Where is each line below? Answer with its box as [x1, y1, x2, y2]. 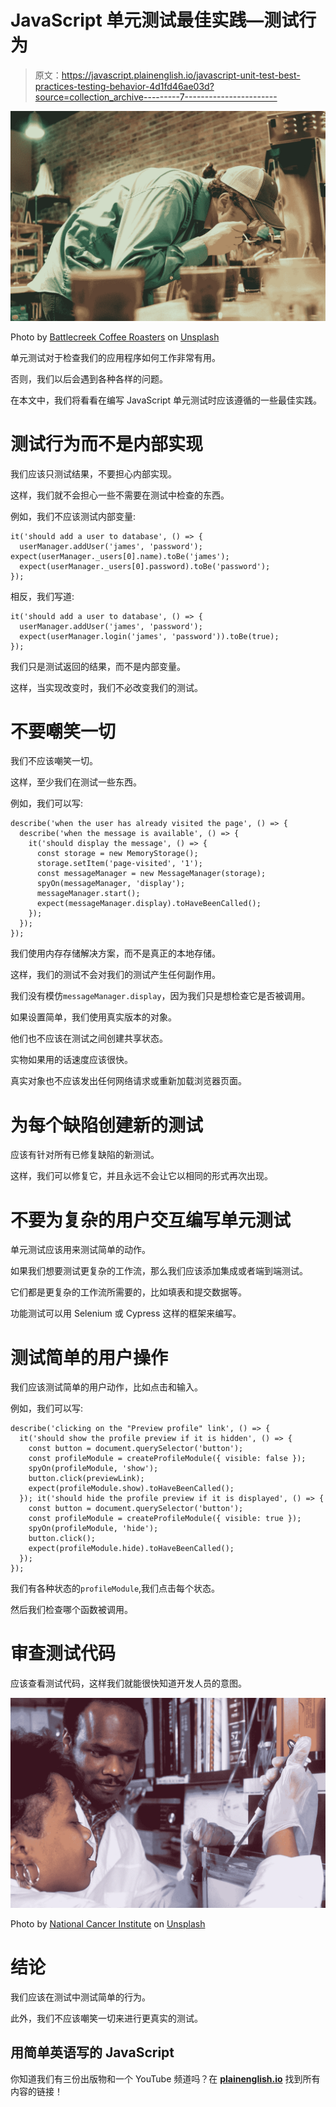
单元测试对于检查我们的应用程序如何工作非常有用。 [10, 351, 221, 363]
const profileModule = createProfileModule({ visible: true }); [28, 1514, 302, 1524]
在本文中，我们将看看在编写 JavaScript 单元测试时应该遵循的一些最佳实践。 [10, 394, 323, 406]
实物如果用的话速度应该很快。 [10, 1054, 133, 1066]
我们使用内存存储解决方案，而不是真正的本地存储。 [10, 947, 221, 960]
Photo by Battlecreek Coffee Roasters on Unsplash [10, 331, 220, 343]
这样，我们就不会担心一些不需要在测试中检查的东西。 [10, 489, 230, 501]
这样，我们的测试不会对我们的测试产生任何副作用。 [10, 969, 221, 981]
